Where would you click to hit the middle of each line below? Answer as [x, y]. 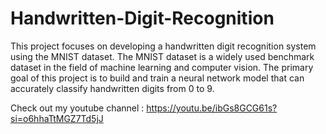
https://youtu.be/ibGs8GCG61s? [212, 108]
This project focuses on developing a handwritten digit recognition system [163, 46]
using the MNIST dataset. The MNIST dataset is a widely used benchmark [162, 56]
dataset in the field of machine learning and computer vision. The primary [162, 67]
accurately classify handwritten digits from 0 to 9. [112, 88]
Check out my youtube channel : [77, 108]
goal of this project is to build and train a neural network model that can [157, 78]
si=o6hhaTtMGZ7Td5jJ [57, 118]
